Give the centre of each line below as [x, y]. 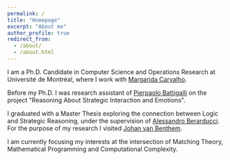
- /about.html [34, 53]
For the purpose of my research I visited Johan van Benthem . [95, 128]
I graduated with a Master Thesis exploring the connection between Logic [113, 113]
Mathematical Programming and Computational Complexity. [93, 149]
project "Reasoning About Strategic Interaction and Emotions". [96, 100]
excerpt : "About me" [37, 26]
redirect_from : [29, 39]
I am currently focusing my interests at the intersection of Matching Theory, [115, 141]
